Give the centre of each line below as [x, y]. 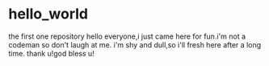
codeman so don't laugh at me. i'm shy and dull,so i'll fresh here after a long [135, 44]
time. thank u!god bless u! [51, 53]
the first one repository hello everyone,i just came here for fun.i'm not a [127, 36]
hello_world [48, 14]
